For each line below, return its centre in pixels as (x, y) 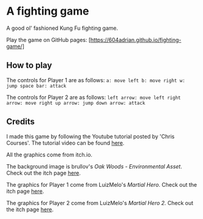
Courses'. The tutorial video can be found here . (65, 143)
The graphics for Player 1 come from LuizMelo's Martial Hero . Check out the (102, 184)
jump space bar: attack (36, 86)
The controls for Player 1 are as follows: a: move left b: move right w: (96, 80)
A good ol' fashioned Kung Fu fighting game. (62, 28)
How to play (29, 65)
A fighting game (48, 11)
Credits (21, 122)
